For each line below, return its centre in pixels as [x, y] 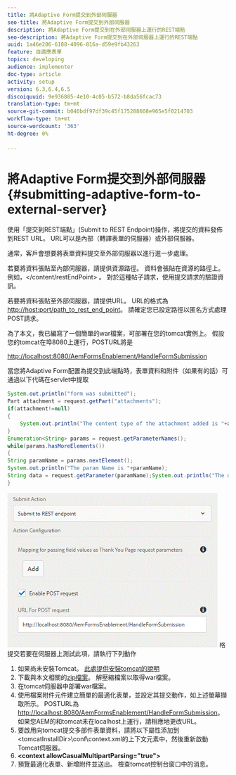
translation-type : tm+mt [44, 104]
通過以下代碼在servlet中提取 [48, 379]
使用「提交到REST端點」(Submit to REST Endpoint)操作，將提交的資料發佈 [115, 229]
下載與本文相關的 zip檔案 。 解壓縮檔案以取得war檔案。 [96, 677]
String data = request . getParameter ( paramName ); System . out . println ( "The [116, 476]
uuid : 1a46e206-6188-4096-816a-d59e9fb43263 [73, 45]
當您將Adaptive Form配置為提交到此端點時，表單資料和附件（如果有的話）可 [118, 371]
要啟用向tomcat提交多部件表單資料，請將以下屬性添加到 [98, 730]
